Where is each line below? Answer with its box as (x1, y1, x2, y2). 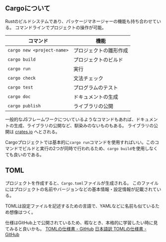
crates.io (14, 129, 33, 135)
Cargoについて (5, 4, 51, 13)
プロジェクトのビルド (73, 56, 123, 63)
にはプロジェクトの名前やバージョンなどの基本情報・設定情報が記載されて (5, 186, 157, 192)
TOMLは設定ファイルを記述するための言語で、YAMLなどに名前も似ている (5, 203, 156, 209)
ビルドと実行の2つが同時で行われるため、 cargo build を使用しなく (22, 145, 158, 151)
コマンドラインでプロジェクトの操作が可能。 (14, 24, 107, 30)
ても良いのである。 (5, 151, 45, 157)
